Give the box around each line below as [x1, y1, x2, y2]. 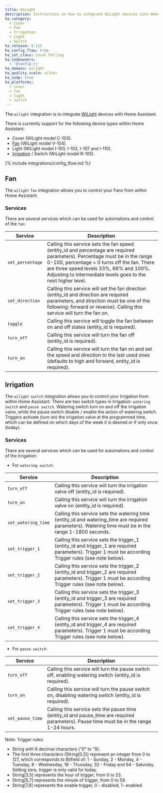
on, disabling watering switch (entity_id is [47, 692, 141, 699]
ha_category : [5, 16, 32, 21]
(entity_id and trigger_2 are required [54, 569, 137, 575]
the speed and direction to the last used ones [47, 352, 150, 358]
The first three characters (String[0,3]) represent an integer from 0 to [12, 752, 150, 757]
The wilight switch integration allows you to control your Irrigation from [5, 394, 149, 399]
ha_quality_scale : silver [5, 71, 57, 76]
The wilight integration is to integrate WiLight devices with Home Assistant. [5, 111, 157, 117]
